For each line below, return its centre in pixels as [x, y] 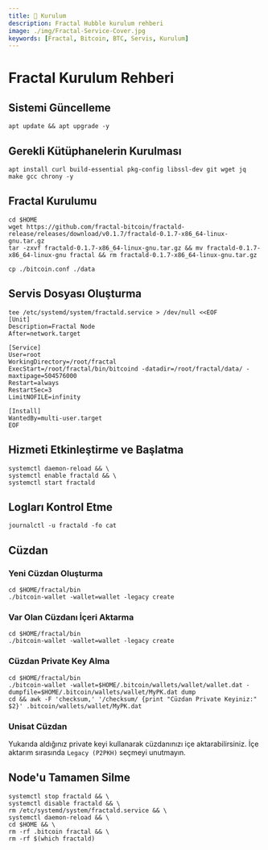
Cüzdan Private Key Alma [59, 661]
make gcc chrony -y [41, 177]
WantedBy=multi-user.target [56, 418]
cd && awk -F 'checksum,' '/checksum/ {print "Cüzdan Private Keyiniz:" [133, 699]
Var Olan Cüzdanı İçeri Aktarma [71, 617]
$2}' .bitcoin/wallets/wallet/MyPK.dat [75, 706]
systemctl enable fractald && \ [62, 475]
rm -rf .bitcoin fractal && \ [59, 831]
